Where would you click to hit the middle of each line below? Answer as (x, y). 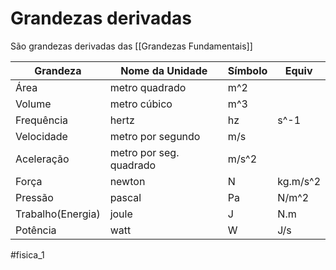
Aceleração (42, 159)
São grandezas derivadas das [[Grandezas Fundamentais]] (131, 46)
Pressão (34, 197)
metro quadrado (148, 87)
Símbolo (247, 70)
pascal (125, 197)
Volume (33, 104)
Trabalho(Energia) (58, 214)
